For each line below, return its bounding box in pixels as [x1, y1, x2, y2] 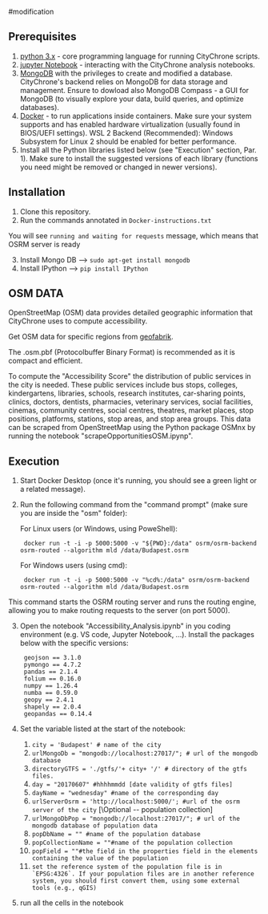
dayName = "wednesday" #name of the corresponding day [31, 790, 218, 798]
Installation [8, 185, 66, 199]
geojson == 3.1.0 [23, 654, 82, 662]
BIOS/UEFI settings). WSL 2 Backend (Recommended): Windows [19, 128, 234, 137]
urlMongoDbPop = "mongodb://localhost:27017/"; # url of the [31, 814, 240, 823]
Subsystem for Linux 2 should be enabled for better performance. [19, 136, 238, 146]
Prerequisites [8, 30, 77, 43]
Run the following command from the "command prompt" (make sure [19, 500, 248, 510]
